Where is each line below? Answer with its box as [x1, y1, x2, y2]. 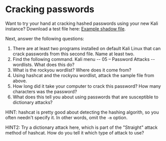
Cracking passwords [5, 4, 95, 15]
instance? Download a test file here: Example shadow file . [5, 25, 126, 31]
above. [12, 78, 27, 84]
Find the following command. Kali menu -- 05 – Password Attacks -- [12, 56, 155, 62]
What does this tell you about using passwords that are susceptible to [12, 94, 159, 100]
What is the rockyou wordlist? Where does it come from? [12, 67, 131, 73]
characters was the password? [12, 88, 77, 94]
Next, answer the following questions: [5, 36, 85, 42]
